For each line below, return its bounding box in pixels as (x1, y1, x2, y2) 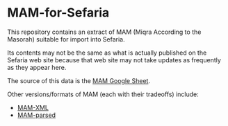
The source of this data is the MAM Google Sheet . (7, 76, 151, 84)
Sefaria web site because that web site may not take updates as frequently (7, 55, 221, 64)
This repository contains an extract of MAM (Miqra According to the (7, 28, 202, 36)
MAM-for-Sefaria (7, 5, 110, 21)
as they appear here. (7, 63, 67, 71)
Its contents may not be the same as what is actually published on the (7, 48, 207, 57)
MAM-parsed (17, 111, 56, 119)
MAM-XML (17, 103, 49, 111)
